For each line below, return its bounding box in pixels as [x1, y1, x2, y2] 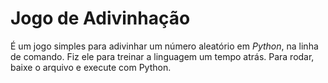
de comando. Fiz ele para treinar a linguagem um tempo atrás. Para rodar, [10, 50, 315, 62]
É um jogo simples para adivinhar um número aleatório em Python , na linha [10, 40, 319, 52]
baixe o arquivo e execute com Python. [10, 61, 172, 73]
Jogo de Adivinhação [10, 7, 191, 30]
